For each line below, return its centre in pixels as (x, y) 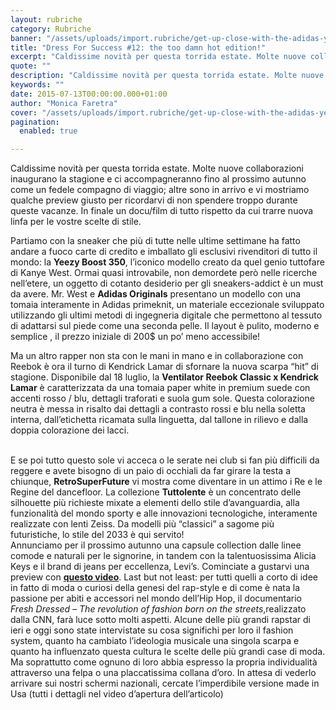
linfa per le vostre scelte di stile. (76, 222)
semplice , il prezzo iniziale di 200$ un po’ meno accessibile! (135, 337)
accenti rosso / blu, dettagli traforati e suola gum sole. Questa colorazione (162, 398)
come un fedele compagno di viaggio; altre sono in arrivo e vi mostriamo (160, 190)
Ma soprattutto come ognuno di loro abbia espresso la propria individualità (164, 662)
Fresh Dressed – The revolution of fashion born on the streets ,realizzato (158, 609)
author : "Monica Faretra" (64, 103)
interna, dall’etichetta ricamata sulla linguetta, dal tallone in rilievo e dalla (159, 420)
